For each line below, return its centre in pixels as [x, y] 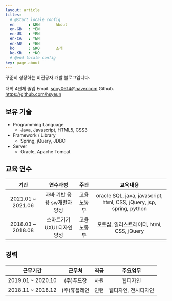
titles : [14, 15]
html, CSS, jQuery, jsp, [129, 202]
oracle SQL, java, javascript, [129, 195]
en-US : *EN [25, 34]
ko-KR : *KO [25, 53]
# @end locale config [33, 58]
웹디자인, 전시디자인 [132, 290]
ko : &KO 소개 [36, 48]
